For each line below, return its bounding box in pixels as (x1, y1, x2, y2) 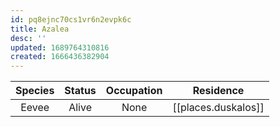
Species (15, 84, 55, 98)
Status (64, 84, 97, 98)
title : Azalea (10, 24, 70, 34)
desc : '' (10, 33, 47, 43)
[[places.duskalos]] (172, 101, 265, 115)
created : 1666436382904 (10, 52, 110, 62)
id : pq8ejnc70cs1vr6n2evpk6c (10, 14, 132, 25)
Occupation (105, 84, 163, 98)
